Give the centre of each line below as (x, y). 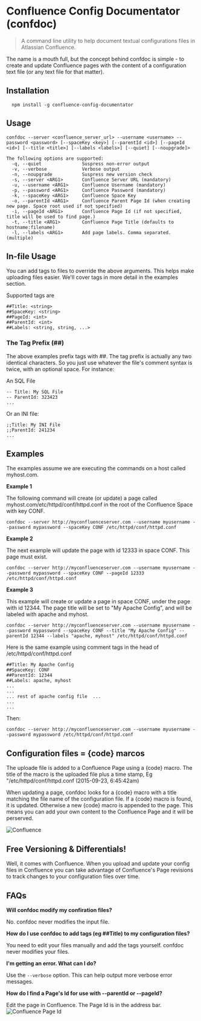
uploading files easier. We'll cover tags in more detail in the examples (92, 277)
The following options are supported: (55, 159)
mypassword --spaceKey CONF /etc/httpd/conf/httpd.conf (105, 528)
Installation (28, 91)
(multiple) (20, 238)
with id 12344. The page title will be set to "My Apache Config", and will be (99, 608)
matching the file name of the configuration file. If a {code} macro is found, (99, 799)
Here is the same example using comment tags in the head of (82, 647)
